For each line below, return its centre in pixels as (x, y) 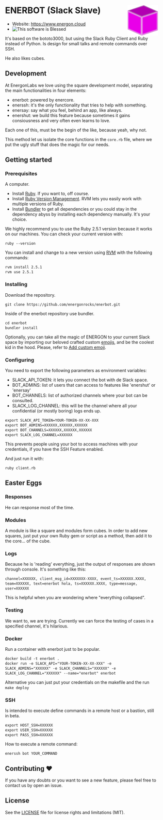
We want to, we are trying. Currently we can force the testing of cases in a (79, 621)
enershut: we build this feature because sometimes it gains (71, 115)
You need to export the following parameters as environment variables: (76, 371)
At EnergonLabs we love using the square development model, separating (79, 85)
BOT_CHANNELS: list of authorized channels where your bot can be (80, 395)
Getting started (29, 160)
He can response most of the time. (40, 507)
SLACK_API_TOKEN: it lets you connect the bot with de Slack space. (80, 380)
